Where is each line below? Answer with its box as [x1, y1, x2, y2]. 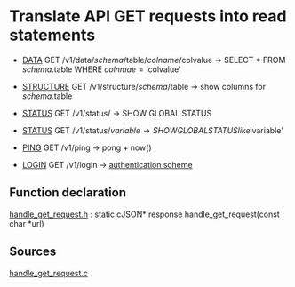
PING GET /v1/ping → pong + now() [21, 142, 153, 153]
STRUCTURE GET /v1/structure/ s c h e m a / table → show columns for [21, 81, 267, 92]
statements [9, 25, 96, 45]
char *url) [9, 218, 44, 228]
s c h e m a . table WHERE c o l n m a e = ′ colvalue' [21, 64, 182, 75]
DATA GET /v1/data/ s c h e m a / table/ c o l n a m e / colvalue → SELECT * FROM [21, 54, 286, 65]
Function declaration [9, 185, 127, 201]
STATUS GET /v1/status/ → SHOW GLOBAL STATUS [21, 108, 212, 118]
